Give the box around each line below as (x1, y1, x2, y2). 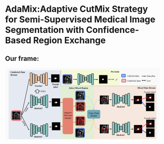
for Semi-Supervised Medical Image (5, 14, 156, 25)
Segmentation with (5, 25, 84, 35)
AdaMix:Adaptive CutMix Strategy (5, 3, 148, 15)
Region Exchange (33, 35, 106, 46)
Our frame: (5, 54, 39, 62)
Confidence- (85, 25, 139, 35)
